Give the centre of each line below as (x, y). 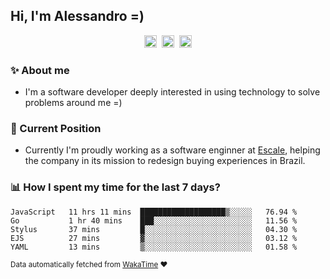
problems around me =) (73, 103)
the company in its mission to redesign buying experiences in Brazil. (165, 161)
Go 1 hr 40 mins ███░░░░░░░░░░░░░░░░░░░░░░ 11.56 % (154, 220)
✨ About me (40, 70)
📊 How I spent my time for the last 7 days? (115, 187)
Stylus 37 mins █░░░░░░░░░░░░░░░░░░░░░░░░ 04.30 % (154, 229)
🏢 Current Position (56, 129)
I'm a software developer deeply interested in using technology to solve (172, 92)
